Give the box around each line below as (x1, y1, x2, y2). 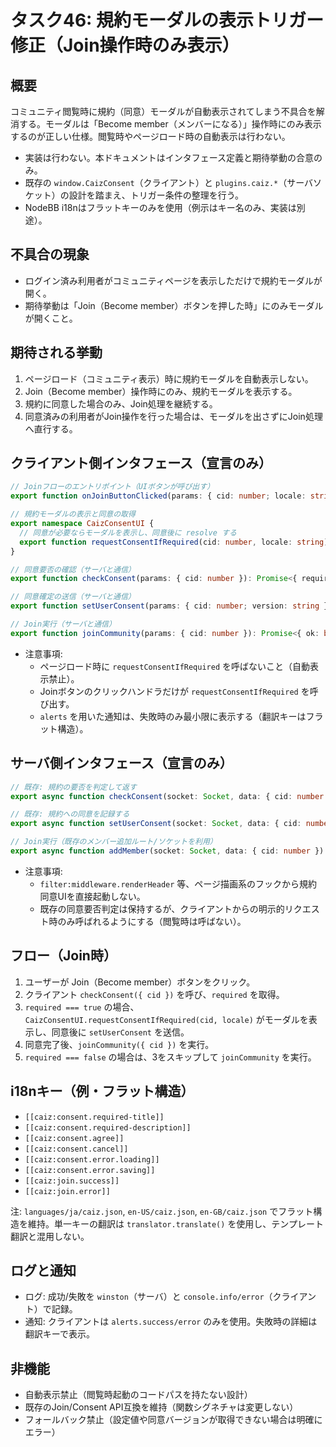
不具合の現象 (10, 246, 90, 263)
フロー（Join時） (10, 947, 117, 965)
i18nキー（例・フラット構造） (10, 1083, 195, 1100)
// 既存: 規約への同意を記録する (10, 809, 130, 820)
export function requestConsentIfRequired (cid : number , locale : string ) (19, 537, 329, 547)
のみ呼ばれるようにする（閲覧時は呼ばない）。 (57, 915, 247, 927)
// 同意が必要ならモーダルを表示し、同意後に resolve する (19, 527, 237, 538)
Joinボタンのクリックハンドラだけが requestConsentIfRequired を (39, 685, 310, 697)
